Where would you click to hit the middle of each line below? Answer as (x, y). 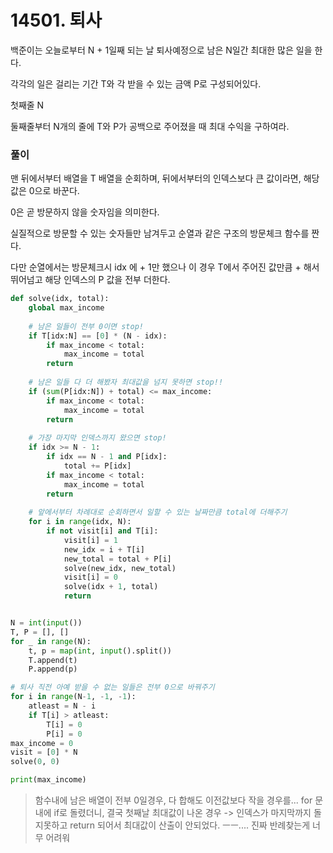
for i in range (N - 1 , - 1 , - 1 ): (73, 697)
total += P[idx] (97, 466)
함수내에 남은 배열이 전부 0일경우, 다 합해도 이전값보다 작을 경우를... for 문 (179, 800)
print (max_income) (48, 780)
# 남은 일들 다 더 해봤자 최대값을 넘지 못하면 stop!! (126, 382)
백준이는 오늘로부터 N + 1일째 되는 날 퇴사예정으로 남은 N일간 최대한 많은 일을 (161, 50)
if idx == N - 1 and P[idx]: (107, 457)
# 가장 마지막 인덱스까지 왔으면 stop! (97, 438)
